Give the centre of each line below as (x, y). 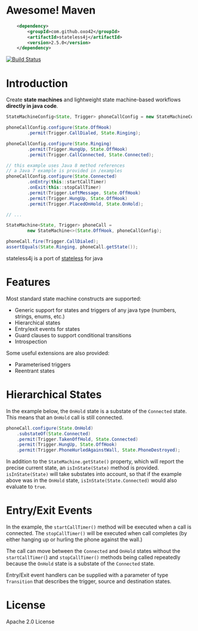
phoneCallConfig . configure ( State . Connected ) (62, 176)
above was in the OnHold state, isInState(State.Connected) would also (92, 481)
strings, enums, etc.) (39, 316)
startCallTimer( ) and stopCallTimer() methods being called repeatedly (93, 558)
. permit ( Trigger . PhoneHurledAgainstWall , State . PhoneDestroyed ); (99, 450)
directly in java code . (32, 106)
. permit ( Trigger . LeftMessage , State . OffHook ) (84, 193)
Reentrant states (34, 371)
